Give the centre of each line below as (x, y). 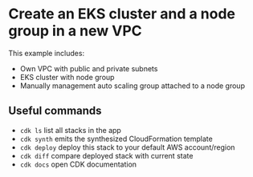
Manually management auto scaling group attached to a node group (132, 86)
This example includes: (47, 53)
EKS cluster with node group (67, 77)
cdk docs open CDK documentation (78, 164)
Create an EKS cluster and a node (122, 14)
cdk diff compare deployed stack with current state (106, 155)
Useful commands (55, 111)
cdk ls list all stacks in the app (71, 130)
